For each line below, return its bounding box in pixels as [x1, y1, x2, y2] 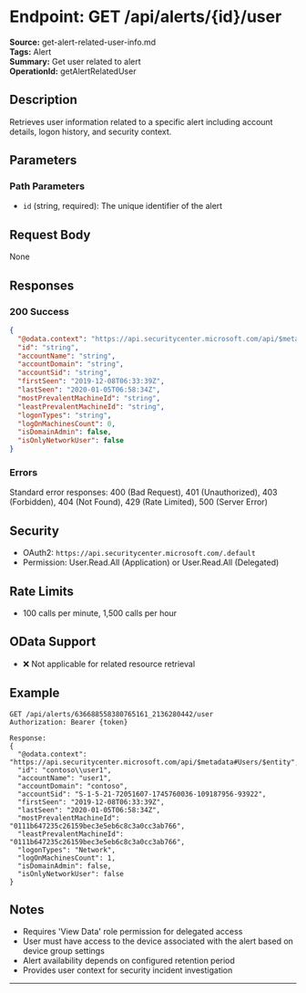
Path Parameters [9, 180, 85, 193]
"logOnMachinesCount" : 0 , [17, 419, 117, 428]
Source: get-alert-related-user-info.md [9, 37, 157, 47]
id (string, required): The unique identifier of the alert [22, 201, 223, 212]
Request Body [9, 226, 91, 243]
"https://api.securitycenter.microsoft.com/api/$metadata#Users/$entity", [9, 758, 300, 767]
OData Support [9, 634, 97, 650]
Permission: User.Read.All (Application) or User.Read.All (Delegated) [22, 557, 280, 568]
